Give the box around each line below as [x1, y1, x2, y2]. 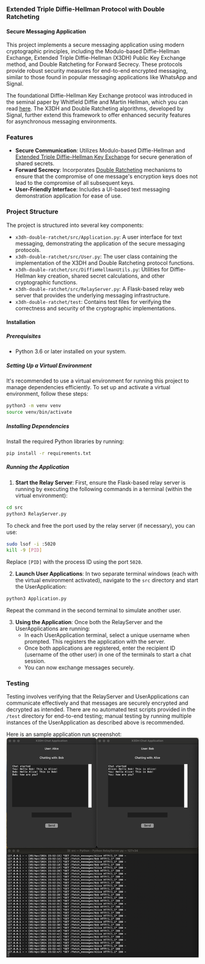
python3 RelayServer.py [6, 511, 67, 517]
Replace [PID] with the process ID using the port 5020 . [6, 558, 143, 566]
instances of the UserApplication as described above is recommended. [6, 719, 185, 726]
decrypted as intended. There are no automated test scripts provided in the [6, 706, 196, 713]
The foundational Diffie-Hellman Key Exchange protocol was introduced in [6, 92, 193, 99]
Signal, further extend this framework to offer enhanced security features [6, 112, 191, 119]
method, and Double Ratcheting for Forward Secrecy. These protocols [6, 60, 183, 68]
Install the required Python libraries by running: [6, 437, 124, 445]
